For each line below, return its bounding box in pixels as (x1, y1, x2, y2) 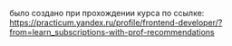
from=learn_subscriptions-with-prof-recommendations (9, 27, 215, 37)
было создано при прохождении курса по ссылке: (9, 8, 205, 18)
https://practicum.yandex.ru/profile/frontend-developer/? (9, 17, 223, 28)
